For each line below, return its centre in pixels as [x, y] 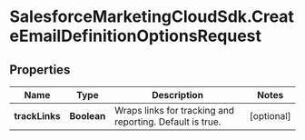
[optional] [270, 116]
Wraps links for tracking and [174, 110]
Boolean [88, 116]
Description [177, 95]
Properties [40, 70]
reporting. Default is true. [168, 122]
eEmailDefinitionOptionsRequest [135, 36]
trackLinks [37, 116]
